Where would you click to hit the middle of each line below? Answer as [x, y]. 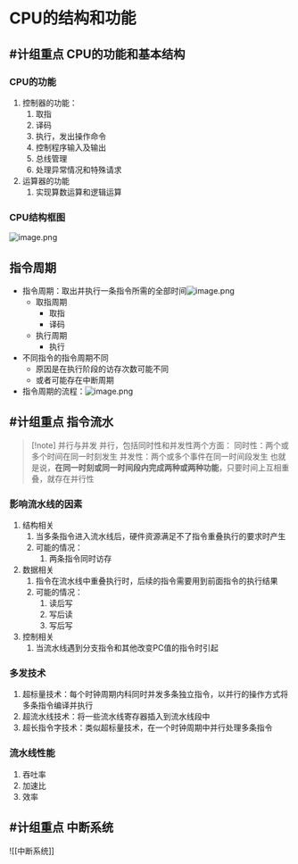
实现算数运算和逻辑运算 [79, 192]
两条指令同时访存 [80, 559]
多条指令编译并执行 [58, 705]
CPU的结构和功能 [73, 18]
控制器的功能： [50, 103]
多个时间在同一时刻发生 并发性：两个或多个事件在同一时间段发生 [149, 456]
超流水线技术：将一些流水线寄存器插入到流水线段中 [116, 717]
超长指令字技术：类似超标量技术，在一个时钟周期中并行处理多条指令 [147, 727]
